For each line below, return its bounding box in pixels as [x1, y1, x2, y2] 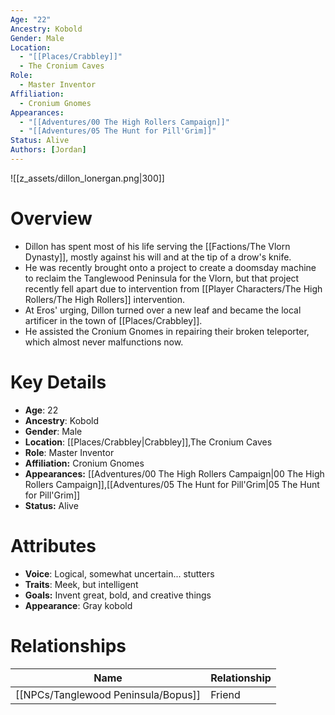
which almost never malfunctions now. [24, 336, 184, 348]
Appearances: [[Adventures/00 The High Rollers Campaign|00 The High [24, 467, 325, 480]
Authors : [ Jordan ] [10, 145, 87, 155]
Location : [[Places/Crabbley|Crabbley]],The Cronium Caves [24, 436, 273, 448]
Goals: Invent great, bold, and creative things [24, 589, 212, 601]
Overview [10, 207, 93, 230]
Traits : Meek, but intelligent [24, 578, 139, 590]
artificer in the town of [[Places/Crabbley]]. [24, 314, 203, 326]
